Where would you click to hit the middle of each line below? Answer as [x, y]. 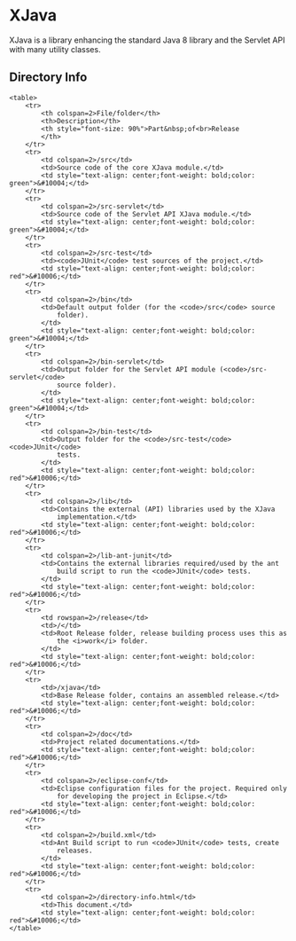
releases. [74, 851]
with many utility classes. [55, 49]
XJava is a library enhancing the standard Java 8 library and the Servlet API [147, 40]
